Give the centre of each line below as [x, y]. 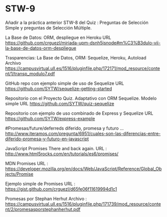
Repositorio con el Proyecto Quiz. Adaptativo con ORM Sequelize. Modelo [81, 98]
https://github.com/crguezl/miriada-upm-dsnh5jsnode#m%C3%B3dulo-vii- [83, 42]
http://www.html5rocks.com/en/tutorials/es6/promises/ [62, 154]
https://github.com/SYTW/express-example [50, 118]
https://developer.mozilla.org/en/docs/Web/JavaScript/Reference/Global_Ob [83, 169]
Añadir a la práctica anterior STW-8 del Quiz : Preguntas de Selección [77, 22]
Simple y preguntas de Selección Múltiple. [49, 27]
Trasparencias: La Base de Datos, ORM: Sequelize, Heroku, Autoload [76, 57]
